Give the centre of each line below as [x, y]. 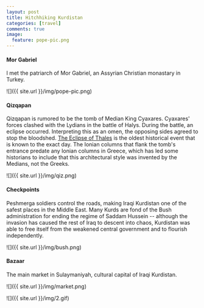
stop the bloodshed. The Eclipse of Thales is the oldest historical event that [101, 138]
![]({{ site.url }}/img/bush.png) [44, 247]
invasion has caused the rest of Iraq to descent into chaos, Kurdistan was [98, 222]
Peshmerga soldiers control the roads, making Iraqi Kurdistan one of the [97, 203]
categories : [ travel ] [34, 23]
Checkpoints [23, 190]
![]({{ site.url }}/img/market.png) [47, 286]
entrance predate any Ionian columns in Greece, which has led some [92, 151]
